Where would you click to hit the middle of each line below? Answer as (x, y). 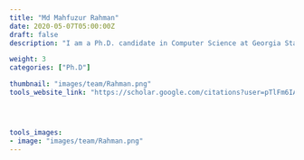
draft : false (34, 34)
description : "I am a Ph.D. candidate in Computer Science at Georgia (145, 43)
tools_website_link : (48, 92)
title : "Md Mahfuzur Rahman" (64, 18)
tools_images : (36, 132)
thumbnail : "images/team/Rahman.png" (81, 84)
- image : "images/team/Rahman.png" (76, 141)
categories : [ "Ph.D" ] (50, 68)
